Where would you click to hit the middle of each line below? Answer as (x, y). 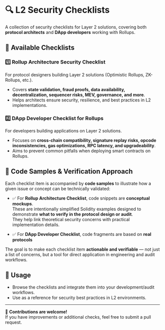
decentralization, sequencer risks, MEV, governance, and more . (79, 95)
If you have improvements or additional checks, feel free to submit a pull (78, 317)
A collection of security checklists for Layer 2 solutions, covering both (76, 27)
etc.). (27, 80)
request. (14, 322)
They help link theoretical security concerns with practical (71, 219)
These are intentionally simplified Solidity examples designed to (77, 209)
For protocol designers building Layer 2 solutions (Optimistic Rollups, (75, 74)
